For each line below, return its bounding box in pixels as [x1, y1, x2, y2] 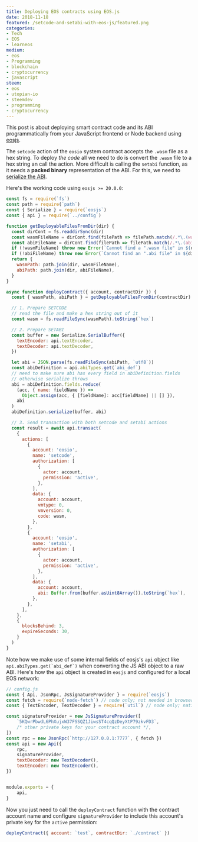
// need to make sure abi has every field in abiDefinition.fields [11, 370, 181, 376]
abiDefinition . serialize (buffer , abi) [11, 409, 107, 415]
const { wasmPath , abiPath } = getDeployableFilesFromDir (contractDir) [11, 294, 192, 301]
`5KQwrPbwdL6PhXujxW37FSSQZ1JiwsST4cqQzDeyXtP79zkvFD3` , [16, 719, 160, 725]
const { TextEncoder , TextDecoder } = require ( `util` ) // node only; [6, 702, 181, 709]
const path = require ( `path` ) [6, 202, 81, 208]
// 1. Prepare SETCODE [11, 305, 67, 311]
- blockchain [6, 63, 38, 70]
